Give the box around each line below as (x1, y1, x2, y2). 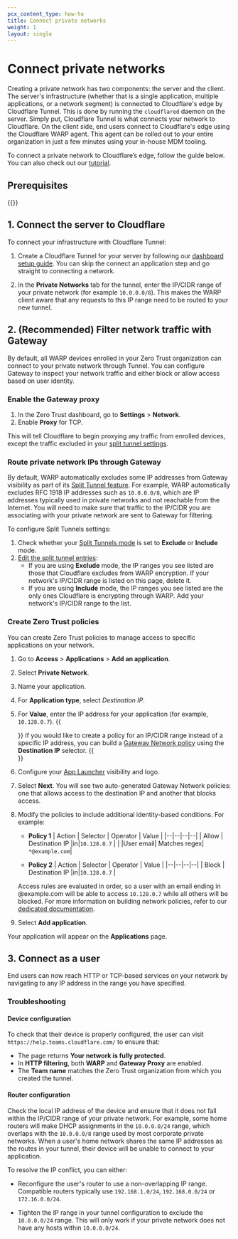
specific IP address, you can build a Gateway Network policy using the (17, 738, 225, 747)
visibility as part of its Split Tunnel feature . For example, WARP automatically (7, 481, 231, 490)
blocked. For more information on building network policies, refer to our (17, 897, 227, 905)
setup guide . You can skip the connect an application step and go (17, 259, 210, 268)
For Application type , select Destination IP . (17, 695, 146, 705)
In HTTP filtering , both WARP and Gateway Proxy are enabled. (17, 1059, 204, 1067)
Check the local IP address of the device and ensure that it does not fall (7, 1106, 217, 1114)
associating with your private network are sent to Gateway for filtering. (7, 511, 215, 520)
